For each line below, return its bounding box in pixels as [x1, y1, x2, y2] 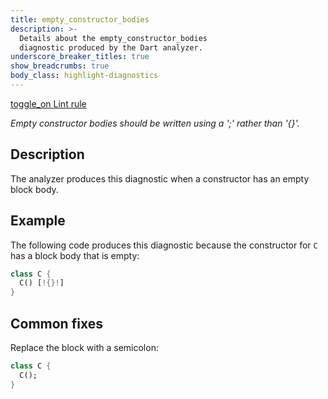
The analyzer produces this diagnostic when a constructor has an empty [10, 172, 310, 185]
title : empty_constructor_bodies [10, 14, 150, 25]
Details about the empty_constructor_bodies [19, 33, 208, 43]
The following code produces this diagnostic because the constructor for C [10, 239, 318, 251]
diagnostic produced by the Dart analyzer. [19, 42, 203, 53]
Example [10, 212, 66, 230]
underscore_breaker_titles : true [10, 52, 150, 62]
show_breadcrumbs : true [10, 61, 110, 71]
